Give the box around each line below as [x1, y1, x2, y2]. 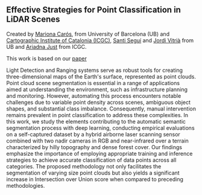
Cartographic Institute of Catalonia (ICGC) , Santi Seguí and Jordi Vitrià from [6, 36, 194, 44]
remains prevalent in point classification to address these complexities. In [6, 111, 189, 118]
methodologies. [6, 182, 45, 189]
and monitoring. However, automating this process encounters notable [6, 92, 181, 99]
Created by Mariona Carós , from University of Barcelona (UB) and [6, 30, 170, 37]
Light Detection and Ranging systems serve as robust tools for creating [6, 66, 183, 74]
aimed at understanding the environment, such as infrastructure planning [6, 86, 188, 93]
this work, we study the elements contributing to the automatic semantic [6, 118, 186, 125]
